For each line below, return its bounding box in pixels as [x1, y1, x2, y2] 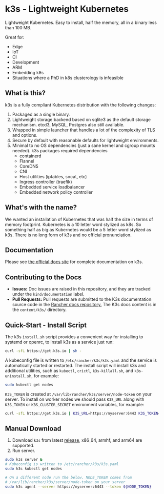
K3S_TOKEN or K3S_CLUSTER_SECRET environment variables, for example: [5, 401, 144, 407]
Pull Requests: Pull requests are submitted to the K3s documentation [12, 296, 152, 302]
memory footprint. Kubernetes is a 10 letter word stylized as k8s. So [5, 221, 142, 227]
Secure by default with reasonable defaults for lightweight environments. [12, 137, 159, 143]
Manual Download [5, 425, 61, 433]
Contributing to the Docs [5, 273, 82, 281]
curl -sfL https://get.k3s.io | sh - [5, 349, 82, 353]
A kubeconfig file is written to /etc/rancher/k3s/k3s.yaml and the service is [5, 357, 157, 363]
